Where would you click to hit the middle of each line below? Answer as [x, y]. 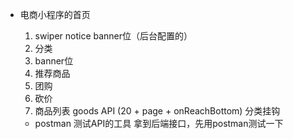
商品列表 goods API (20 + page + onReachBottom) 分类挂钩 [157, 111]
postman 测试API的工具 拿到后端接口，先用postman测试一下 [159, 123]
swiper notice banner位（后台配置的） [113, 36]
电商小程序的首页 [55, 14]
